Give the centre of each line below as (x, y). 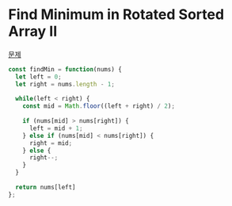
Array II (33, 31)
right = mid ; (51, 143)
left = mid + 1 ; (56, 128)
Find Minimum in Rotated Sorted (116, 15)
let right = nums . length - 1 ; (65, 84)
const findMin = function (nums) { (65, 69)
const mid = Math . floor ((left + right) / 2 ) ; (99, 106)
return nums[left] (46, 187)
